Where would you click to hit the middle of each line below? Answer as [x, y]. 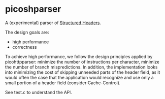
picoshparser [33, 9]
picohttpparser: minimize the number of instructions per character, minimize [82, 62]
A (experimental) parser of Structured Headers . [53, 23]
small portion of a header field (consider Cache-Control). [63, 83]
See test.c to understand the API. [39, 92]
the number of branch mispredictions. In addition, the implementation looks [81, 67]
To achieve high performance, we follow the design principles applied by [79, 56]
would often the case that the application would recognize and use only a [80, 77]
